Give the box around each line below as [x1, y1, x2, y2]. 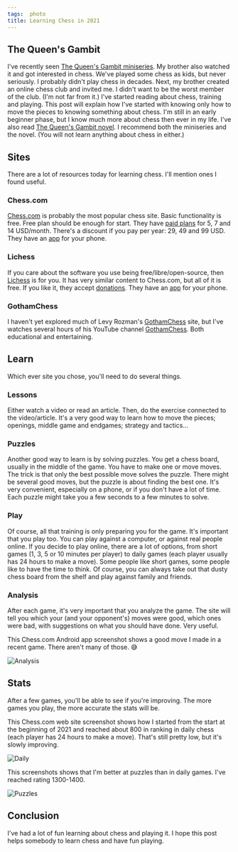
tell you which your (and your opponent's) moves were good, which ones [7, 614, 222, 623]
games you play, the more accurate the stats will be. [7, 703, 160, 712]
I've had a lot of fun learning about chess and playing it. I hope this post [7, 828, 217, 837]
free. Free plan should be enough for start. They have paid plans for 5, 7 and [7, 219, 231, 228]
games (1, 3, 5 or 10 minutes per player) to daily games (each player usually [7, 549, 228, 558]
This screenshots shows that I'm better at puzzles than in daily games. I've [7, 767, 226, 776]
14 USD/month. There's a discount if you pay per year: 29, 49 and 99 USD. [7, 227, 226, 235]
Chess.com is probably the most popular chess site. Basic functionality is [7, 212, 222, 220]
